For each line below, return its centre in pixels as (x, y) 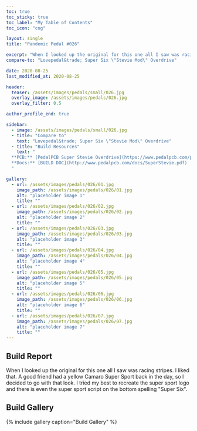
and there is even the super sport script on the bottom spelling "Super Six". (97, 389)
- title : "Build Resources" (46, 147)
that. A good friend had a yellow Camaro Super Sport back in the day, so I (95, 376)
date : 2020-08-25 (27, 71)
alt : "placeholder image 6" (51, 305)
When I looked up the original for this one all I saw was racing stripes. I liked (98, 370)
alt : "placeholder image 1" (51, 195)
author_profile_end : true (38, 114)
